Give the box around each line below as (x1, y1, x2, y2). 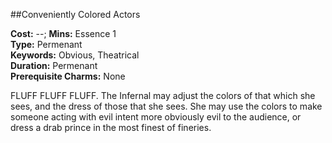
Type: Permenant (10, 39, 83, 50)
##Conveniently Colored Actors (10, 9, 141, 20)
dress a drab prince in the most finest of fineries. (10, 122, 212, 133)
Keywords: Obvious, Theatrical (10, 49, 140, 61)
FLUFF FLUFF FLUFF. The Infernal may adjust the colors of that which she (10, 90, 316, 101)
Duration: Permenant (10, 60, 98, 71)
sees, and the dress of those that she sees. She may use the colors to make (10, 100, 323, 112)
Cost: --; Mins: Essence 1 (10, 28, 117, 39)
